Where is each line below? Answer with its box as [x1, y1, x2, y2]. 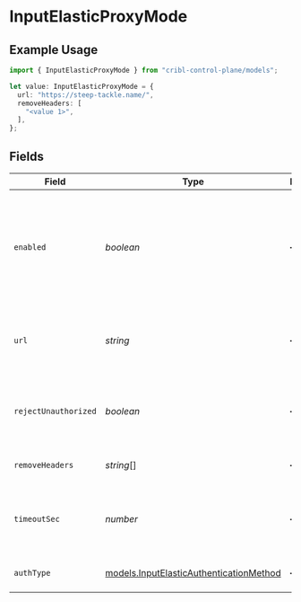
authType [13, 568, 51, 578]
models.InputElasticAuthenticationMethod [105, 566, 281, 579]
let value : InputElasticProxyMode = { [9, 82, 154, 91]
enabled [13, 242, 47, 252]
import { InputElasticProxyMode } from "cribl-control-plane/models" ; [9, 66, 279, 75]
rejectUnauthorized [13, 406, 97, 416]
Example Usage [9, 42, 99, 58]
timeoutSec [13, 514, 60, 524]
